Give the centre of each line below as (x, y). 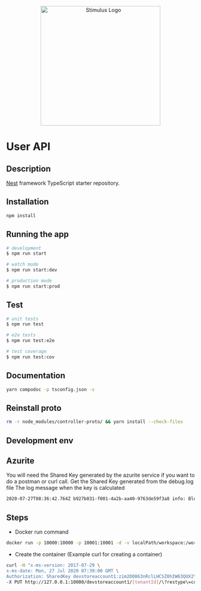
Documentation (36, 376)
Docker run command (42, 532)
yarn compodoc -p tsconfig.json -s (51, 389)
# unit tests (22, 319)
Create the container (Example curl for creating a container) (89, 554)
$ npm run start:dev (32, 270)
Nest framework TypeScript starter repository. (63, 183)
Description (28, 168)
